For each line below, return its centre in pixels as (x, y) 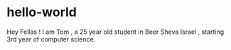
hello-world (42, 12)
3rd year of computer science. (51, 39)
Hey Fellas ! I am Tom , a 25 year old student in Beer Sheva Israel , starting (116, 32)
